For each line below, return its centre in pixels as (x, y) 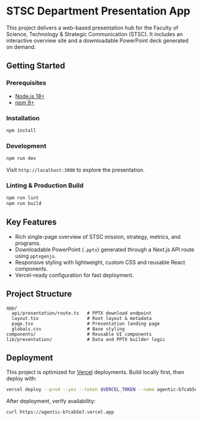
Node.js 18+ (30, 96)
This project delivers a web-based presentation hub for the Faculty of (92, 28)
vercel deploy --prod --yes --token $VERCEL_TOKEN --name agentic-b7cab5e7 (103, 390)
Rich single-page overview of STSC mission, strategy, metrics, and (98, 236)
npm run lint (23, 198)
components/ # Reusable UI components (79, 334)
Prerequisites (26, 83)
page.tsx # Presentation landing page (86, 324)
